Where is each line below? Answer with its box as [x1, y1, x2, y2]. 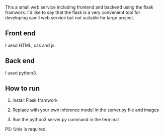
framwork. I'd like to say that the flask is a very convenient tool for [5, 9, 141, 15]
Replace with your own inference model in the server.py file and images [12, 107, 159, 113]
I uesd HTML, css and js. [5, 42, 56, 48]
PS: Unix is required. [5, 126, 47, 132]
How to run [5, 84, 40, 93]
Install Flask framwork [12, 97, 58, 103]
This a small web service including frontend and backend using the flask [5, 4, 154, 10]
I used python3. [5, 69, 37, 76]
